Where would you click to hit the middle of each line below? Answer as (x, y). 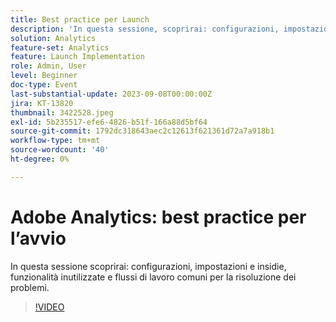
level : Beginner (44, 76)
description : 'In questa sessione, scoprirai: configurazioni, (145, 29)
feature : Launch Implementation (77, 57)
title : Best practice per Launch (80, 19)
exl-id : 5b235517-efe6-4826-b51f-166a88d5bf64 (109, 122)
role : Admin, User (48, 66)
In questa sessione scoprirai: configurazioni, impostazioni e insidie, (148, 266)
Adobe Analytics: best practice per (158, 217)
